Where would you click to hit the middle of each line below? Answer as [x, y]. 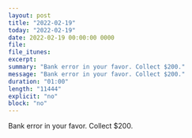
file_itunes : [30, 52]
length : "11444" [35, 89]
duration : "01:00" [38, 81]
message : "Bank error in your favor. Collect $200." [97, 74]
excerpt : [23, 60]
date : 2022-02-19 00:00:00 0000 [61, 37]
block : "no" [28, 103]
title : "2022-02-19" [42, 23]
